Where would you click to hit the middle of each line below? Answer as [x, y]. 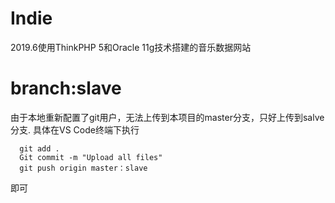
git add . [39, 148]
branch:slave [66, 88]
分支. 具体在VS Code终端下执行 [75, 129]
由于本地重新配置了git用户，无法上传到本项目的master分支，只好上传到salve [167, 117]
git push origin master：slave [83, 168]
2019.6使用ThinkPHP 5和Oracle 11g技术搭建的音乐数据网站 [131, 47]
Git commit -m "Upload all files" [91, 157]
